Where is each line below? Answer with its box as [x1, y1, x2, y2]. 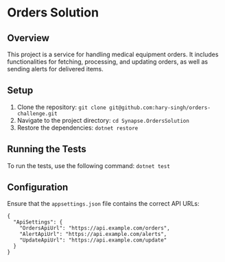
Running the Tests [7, 143, 87, 155]
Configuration [7, 182, 69, 193]
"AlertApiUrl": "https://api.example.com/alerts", [19, 231, 167, 238]
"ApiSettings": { [13, 219, 63, 226]
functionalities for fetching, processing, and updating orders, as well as [7, 58, 208, 66]
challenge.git [16, 110, 58, 117]
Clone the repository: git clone [16, 103, 106, 111]
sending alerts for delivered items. [7, 65, 104, 73]
